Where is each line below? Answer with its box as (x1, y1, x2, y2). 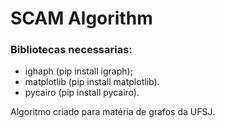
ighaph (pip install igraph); (24, 65, 133, 77)
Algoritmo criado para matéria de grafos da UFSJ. (10, 106, 216, 118)
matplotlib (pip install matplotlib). (24, 76, 160, 88)
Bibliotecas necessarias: (10, 43, 133, 57)
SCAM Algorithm (10, 7, 153, 30)
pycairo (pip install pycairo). (24, 87, 140, 99)
